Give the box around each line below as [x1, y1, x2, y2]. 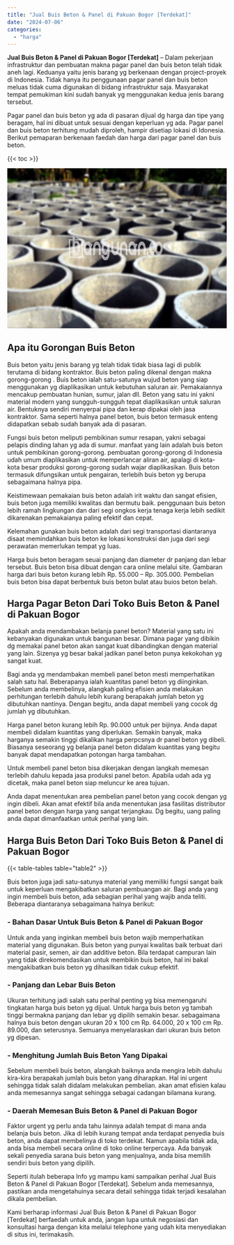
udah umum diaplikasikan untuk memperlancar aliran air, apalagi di [7, 455, 199, 464]
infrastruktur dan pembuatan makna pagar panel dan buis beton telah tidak [7, 61, 222, 69]
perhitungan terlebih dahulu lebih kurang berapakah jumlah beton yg [7, 693, 204, 701]
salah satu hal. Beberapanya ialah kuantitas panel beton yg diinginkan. [7, 677, 209, 686]
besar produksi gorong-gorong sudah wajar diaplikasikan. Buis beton [21, 462, 219, 471]
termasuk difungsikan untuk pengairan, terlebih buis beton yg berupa [7, 470, 206, 478]
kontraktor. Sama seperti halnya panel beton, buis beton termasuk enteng [7, 412, 218, 421]
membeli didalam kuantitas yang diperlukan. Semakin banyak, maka [7, 728, 202, 737]
